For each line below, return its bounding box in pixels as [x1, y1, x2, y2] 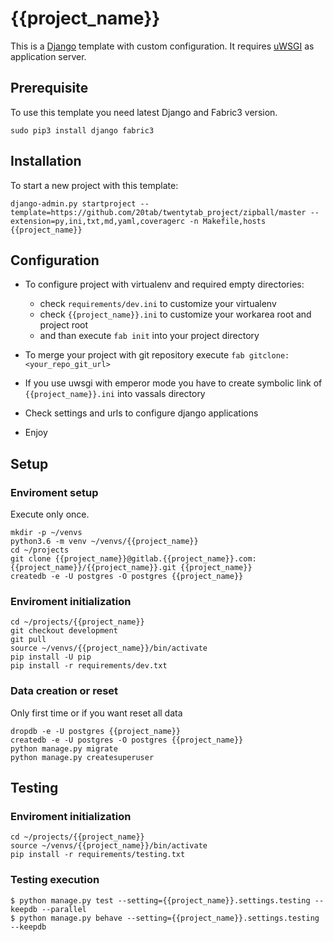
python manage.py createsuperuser [10, 752, 155, 762]
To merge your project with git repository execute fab [24, 349, 245, 361]
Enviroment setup [10, 485, 99, 499]
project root [39, 319, 89, 331]
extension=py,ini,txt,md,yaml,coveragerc [10, 216, 186, 226]
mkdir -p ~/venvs [10, 528, 83, 538]
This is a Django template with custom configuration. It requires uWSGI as [10, 40, 315, 52]
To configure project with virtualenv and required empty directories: [24, 278, 305, 291]
